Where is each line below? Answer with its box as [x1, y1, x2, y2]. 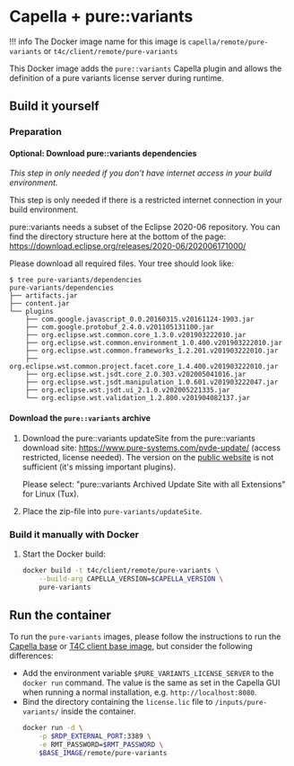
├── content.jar [9, 299, 70, 308]
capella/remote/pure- [187, 38, 269, 47]
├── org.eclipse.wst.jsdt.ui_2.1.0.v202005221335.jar [25, 386, 230, 395]
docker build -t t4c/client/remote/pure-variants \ [22, 566, 220, 574]
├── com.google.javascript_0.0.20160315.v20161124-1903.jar [25, 315, 255, 325]
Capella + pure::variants [9, 6, 194, 27]
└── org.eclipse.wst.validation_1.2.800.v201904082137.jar [25, 394, 251, 403]
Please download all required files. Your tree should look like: [9, 258, 235, 269]
